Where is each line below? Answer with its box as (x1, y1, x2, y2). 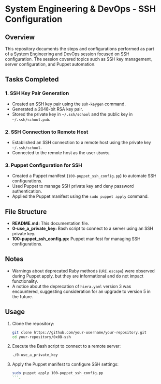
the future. (12, 293, 33, 299)
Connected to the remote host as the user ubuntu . (12, 149, 111, 156)
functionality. (12, 278, 38, 284)
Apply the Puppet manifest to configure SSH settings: (12, 361, 119, 367)
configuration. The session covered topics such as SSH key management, (5, 56, 152, 62)
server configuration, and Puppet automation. (5, 62, 96, 67)
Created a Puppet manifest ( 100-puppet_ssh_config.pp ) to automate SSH (12, 173, 157, 179)
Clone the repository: (12, 320, 55, 326)
